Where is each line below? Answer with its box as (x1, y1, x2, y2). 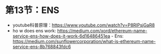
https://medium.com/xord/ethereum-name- (57, 27, 147, 33)
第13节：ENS (5, 4, 60, 16)
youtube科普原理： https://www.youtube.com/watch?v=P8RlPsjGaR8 (12, 22, 155, 28)
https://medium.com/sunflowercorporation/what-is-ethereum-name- (12, 38, 156, 44)
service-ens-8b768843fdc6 (12, 43, 71, 49)
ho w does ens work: (12, 27, 57, 33)
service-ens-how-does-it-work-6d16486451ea (12, 33, 111, 39)
